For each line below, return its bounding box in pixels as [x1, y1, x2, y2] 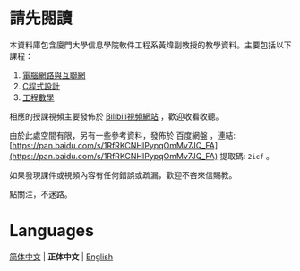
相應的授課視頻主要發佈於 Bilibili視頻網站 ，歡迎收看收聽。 [9, 111, 224, 122]
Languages [9, 221, 94, 241]
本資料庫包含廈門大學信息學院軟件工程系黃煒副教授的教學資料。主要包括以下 [9, 39, 292, 50]
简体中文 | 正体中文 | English [9, 251, 114, 262]
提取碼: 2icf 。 [219, 150, 275, 161]
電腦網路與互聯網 [21, 69, 86, 80]
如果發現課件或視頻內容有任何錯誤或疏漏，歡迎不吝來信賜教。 [9, 169, 237, 180]
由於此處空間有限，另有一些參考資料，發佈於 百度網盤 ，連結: [9, 130, 236, 140]
